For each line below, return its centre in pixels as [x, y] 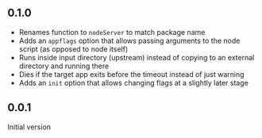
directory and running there [64, 66]
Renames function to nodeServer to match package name [112, 32]
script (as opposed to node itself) [73, 49]
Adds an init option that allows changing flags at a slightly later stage [134, 82]
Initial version [29, 127]
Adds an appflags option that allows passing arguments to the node [129, 40]
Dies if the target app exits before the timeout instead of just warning [131, 74]
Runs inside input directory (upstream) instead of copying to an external [137, 57]
